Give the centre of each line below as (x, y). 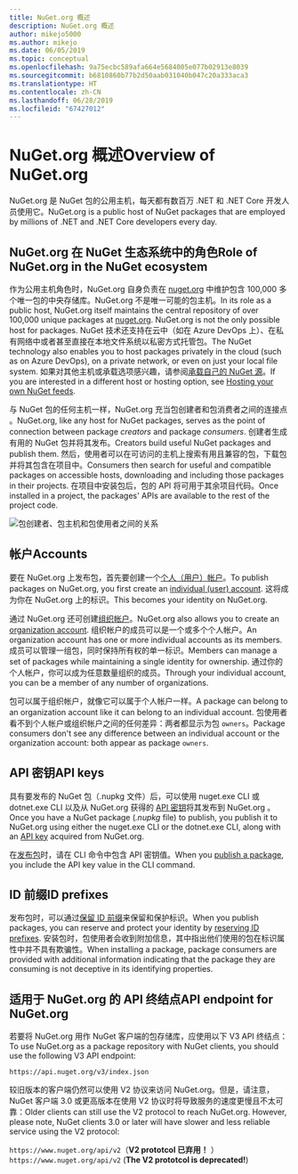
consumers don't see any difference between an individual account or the (145, 733)
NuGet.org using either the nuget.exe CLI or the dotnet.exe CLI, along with (145, 827)
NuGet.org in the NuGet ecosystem (109, 267)
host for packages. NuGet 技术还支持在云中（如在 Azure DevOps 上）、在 (143, 330)
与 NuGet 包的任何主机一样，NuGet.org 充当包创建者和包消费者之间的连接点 (148, 409)
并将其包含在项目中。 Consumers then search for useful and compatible (140, 465)
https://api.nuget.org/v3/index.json (79, 1072)
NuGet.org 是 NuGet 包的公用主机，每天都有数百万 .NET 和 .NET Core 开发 (145, 200)
